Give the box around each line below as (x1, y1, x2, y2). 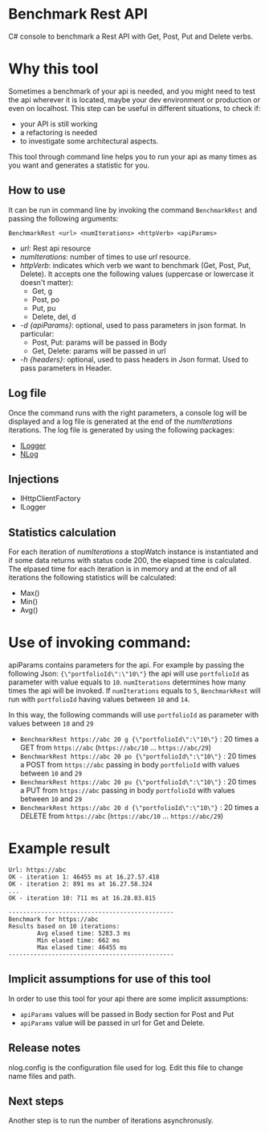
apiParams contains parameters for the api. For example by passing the (8, 660, 245, 670)
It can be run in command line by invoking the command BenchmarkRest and (8, 205, 258, 214)
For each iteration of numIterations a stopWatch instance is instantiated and (8, 547, 259, 556)
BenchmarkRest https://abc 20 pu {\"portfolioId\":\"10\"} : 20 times (19, 777, 257, 787)
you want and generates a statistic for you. (8, 160, 150, 170)
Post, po (31, 295, 60, 304)
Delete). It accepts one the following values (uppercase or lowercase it (19, 269, 255, 279)
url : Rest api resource (19, 243, 92, 253)
